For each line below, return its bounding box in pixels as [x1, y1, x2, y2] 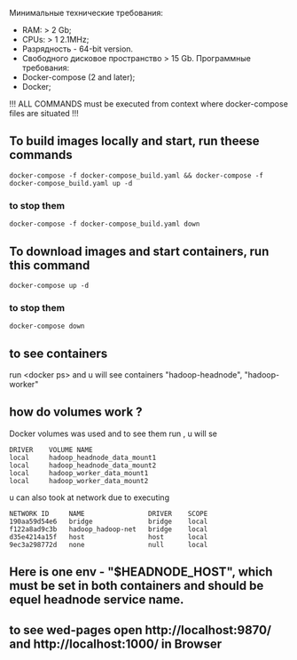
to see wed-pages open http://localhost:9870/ [9, 622, 272, 638]
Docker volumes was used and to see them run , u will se [9, 428, 217, 439]
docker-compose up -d [9, 281, 90, 290]
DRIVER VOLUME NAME [9, 445, 93, 454]
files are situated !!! [9, 108, 80, 118]
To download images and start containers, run [9, 243, 270, 258]
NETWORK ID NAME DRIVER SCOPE [9, 509, 208, 518]
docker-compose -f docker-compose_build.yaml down [9, 219, 200, 229]
